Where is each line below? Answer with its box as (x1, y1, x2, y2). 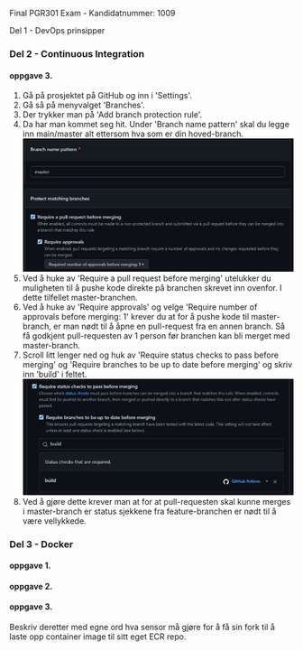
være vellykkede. (22, 515, 87, 526)
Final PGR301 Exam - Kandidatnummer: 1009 (9, 8, 176, 18)
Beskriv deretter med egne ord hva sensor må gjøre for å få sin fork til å (9, 621, 275, 632)
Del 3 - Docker (9, 537, 74, 550)
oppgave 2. (9, 581, 53, 591)
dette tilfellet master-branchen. (22, 293, 138, 303)
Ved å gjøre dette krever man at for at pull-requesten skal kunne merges (22, 496, 291, 507)
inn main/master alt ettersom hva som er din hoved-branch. (22, 128, 244, 139)
